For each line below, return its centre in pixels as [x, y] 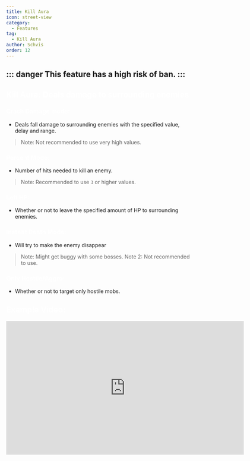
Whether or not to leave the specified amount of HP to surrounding [96, 210]
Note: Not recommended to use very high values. [81, 142]
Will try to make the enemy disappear [61, 245]
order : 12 [18, 50]
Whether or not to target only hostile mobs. [67, 291]
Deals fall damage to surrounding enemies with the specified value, [97, 124]
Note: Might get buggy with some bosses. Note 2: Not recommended [105, 257]
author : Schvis [25, 45]
